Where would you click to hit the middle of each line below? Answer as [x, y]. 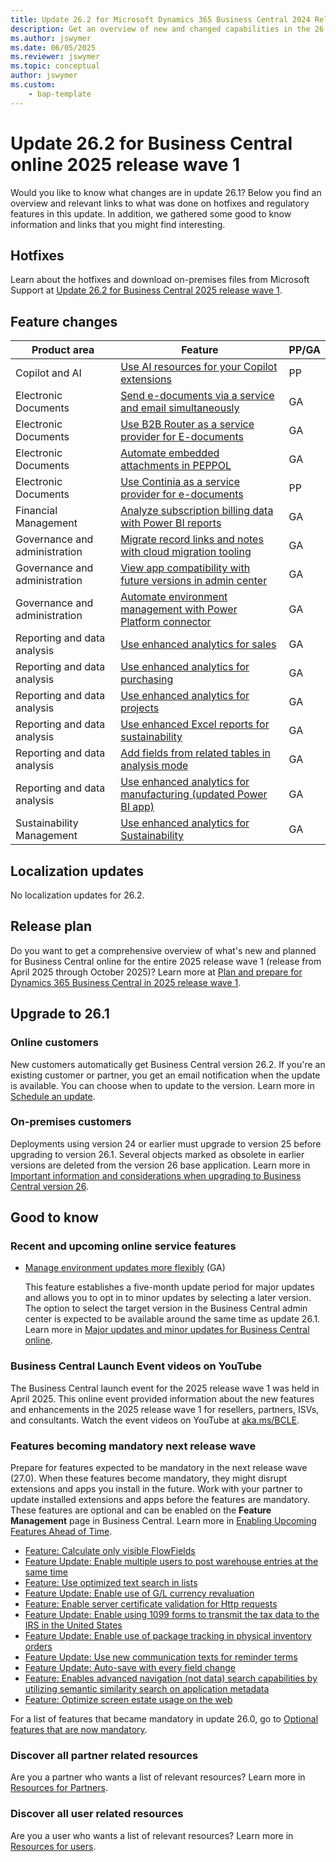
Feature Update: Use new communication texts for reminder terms [161, 1657]
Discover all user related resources [97, 1814]
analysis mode [154, 766]
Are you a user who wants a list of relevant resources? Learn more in [152, 1835]
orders [38, 1647]
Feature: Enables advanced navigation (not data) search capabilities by [171, 1678]
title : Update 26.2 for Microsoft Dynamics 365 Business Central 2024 [160, 19]
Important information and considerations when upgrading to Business [156, 1175]
